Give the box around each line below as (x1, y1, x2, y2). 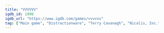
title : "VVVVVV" (5, 7, 38, 12)
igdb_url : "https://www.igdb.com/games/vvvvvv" (5, 16, 104, 21)
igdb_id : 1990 (5, 12, 34, 16)
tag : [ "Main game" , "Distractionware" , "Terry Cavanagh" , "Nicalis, (5, 20, 147, 26)
